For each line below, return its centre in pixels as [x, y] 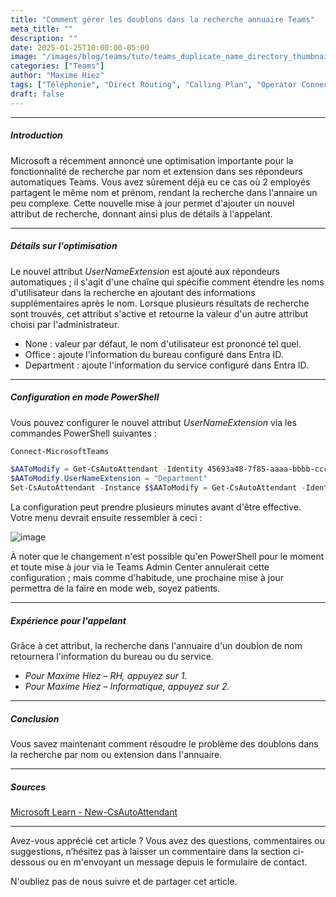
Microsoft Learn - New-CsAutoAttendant [94, 812]
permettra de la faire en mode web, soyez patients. [115, 588]
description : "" [44, 38]
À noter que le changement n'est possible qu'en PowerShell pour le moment [167, 557]
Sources [28, 787]
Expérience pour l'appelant [68, 620]
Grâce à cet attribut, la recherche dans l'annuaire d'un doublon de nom [156, 645]
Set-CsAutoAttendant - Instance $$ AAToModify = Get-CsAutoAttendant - [158, 488]
